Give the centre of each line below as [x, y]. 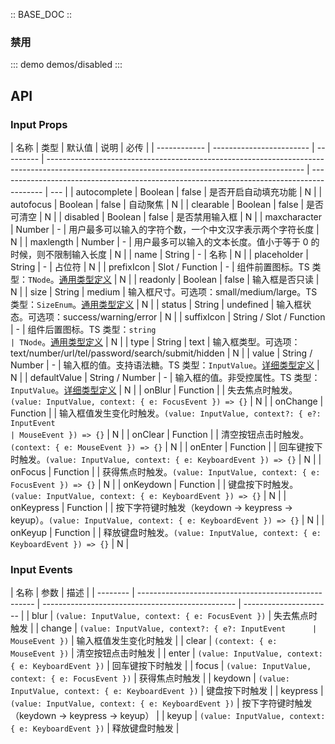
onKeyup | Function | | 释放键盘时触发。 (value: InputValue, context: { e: [166, 532]
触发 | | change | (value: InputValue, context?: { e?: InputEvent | [164, 628]
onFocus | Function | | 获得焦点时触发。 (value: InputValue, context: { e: [165, 471]
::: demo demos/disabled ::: [66, 65]
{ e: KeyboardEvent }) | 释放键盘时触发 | [95, 728]
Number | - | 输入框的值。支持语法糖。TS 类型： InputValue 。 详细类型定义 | [165, 365]
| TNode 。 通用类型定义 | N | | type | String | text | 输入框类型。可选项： [155, 341]
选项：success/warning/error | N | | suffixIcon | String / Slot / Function [181, 316]
